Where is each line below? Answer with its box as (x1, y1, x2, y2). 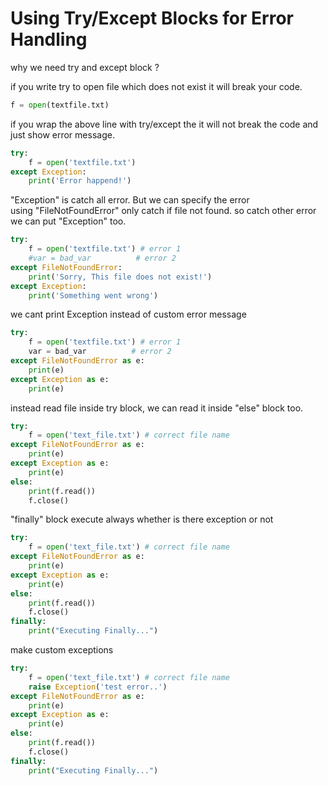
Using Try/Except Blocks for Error (10, 7, 294, 30)
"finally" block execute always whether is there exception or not (10, 513, 274, 526)
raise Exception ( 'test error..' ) (28, 682, 168, 692)
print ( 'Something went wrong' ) (28, 290, 159, 301)
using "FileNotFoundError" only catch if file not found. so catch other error (10, 205, 317, 217)
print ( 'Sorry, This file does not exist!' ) (28, 272, 213, 282)
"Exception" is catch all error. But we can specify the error (10, 194, 250, 206)
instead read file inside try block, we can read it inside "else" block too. (10, 402, 304, 414)
